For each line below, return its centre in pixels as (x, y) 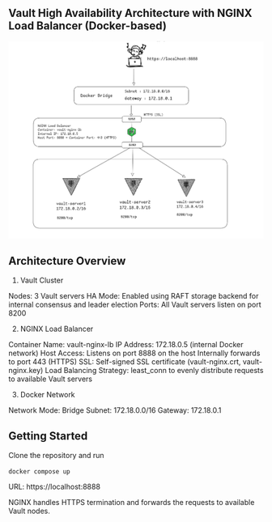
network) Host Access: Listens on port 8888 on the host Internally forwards (134, 353)
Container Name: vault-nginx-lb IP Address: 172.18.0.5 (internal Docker (126, 345)
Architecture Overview (67, 261)
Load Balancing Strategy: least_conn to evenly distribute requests (154, 371)
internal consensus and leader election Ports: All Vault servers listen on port (135, 305)
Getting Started (48, 436)
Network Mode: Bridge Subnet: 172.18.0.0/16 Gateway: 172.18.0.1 (115, 410)
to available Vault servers (51, 379)
